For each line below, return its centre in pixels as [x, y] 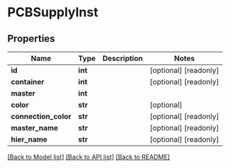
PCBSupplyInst [53, 12]
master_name [35, 128]
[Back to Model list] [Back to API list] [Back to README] [89, 157]
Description [123, 58]
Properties [31, 39]
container [28, 82]
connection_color [41, 116]
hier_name [29, 139]
